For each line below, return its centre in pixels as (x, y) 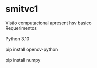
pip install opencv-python (32, 49)
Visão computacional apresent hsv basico (48, 23)
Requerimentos (21, 28)
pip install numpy (23, 60)
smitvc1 (22, 9)
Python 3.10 (17, 39)
